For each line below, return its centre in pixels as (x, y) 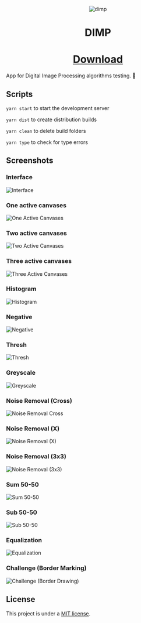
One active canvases (36, 205)
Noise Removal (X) (33, 429)
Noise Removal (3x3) (36, 457)
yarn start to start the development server (58, 108)
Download (98, 59)
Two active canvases (36, 233)
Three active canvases (39, 261)
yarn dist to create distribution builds (52, 119)
